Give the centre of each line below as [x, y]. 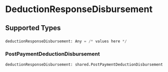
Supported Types [33, 28]
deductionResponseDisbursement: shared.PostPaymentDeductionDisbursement [84, 64]
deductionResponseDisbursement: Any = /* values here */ [66, 41]
